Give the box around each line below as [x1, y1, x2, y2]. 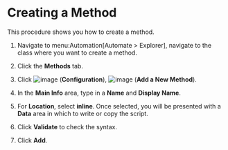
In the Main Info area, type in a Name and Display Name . [17, 88, 182, 97]
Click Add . [17, 136, 48, 144]
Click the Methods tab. [17, 62, 83, 70]
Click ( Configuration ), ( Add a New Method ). [17, 75, 198, 84]
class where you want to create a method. [17, 48, 137, 57]
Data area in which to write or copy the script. [17, 109, 149, 118]
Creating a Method [7, 5, 117, 21]
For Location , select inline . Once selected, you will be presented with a [17, 102, 222, 110]
